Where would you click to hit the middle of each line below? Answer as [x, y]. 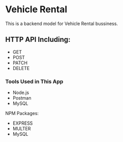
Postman [22, 98]
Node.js [21, 92]
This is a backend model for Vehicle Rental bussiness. [62, 23]
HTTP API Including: [38, 40]
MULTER [22, 129]
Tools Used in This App [34, 81]
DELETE [21, 68]
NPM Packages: [22, 113]
